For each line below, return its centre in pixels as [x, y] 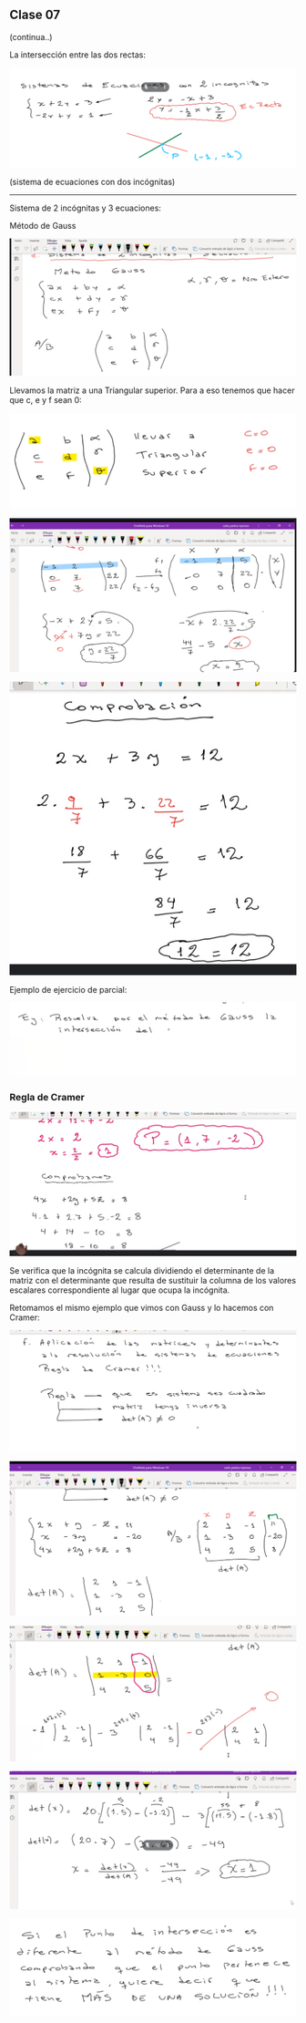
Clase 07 [35, 15]
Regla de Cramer [47, 1097]
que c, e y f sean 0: [46, 399]
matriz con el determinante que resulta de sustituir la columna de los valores [153, 1281]
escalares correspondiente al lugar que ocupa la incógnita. [120, 1290]
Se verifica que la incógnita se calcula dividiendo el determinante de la [142, 1271]
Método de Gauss [43, 225]
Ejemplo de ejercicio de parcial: [68, 990]
